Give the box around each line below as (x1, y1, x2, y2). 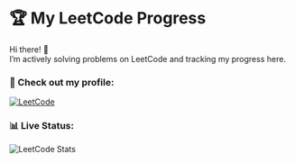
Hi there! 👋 (9, 43, 50, 55)
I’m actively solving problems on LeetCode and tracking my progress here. (9, 53, 287, 64)
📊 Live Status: (9, 120, 75, 132)
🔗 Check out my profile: (9, 76, 115, 88)
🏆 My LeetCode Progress (9, 8, 207, 29)
